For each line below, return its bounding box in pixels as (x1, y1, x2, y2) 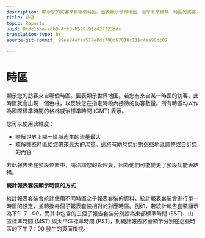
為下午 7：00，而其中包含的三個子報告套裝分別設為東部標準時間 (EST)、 (6, 209, 189, 217)
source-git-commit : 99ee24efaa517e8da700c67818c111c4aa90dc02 (6, 37, 168, 43)
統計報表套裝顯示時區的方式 (6, 181, 76, 189)
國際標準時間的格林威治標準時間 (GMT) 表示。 (11, 107, 128, 114)
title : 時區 (6, 15, 35, 21)
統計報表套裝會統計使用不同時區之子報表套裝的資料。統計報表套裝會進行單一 (6, 194, 199, 201)
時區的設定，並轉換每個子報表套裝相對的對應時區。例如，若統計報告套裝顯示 (6, 202, 199, 209)
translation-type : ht (6, 32, 62, 38)
